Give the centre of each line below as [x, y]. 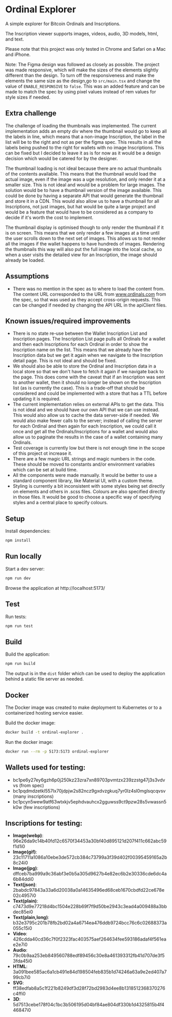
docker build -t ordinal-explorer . [44, 732]
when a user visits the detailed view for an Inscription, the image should [81, 255]
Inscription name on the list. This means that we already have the [82, 350]
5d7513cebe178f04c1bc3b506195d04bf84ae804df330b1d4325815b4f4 [89, 1005]
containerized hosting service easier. [44, 713]
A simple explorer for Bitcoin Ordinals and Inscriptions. [63, 24]
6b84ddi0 [23, 879]
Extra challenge [31, 113]
